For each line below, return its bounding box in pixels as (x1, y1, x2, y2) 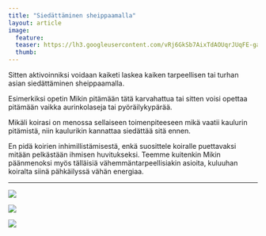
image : (8, 26, 30, 34)
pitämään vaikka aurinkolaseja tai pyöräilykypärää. (8, 102, 173, 112)
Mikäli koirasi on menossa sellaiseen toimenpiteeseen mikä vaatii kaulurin (8, 118, 248, 127)
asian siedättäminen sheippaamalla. (8, 78, 125, 88)
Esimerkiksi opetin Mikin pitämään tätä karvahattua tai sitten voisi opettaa (8, 94, 248, 103)
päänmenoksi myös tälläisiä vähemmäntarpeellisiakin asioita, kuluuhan (8, 158, 238, 167)
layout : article (8, 19, 62, 27)
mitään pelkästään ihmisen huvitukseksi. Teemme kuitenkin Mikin (8, 150, 222, 159)
